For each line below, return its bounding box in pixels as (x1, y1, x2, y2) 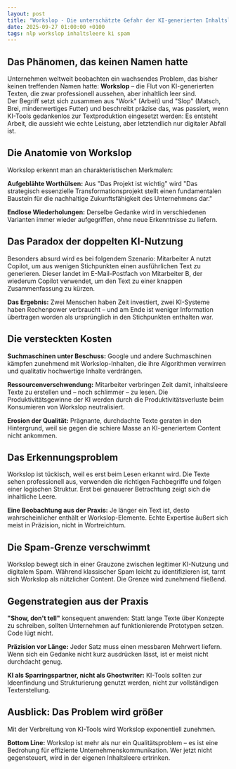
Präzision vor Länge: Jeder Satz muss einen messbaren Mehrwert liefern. (7, 642, 223, 650)
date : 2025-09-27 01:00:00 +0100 (7, 23, 105, 30)
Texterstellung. (7, 685, 51, 694)
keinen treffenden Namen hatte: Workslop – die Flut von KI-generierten (7, 82, 214, 91)
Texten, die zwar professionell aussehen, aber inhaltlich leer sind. (7, 89, 197, 98)
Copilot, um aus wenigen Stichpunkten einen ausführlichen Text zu (7, 261, 202, 270)
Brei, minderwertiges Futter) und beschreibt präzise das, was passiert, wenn (7, 105, 228, 113)
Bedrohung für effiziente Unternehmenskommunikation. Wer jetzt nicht (7, 746, 213, 754)
